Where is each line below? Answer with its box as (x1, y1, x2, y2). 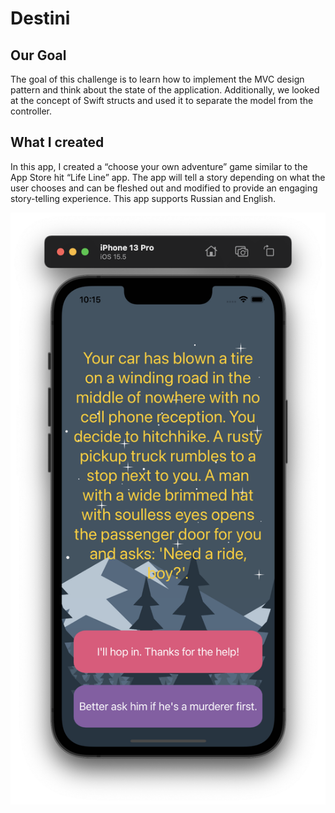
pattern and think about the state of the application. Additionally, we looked (10, 84, 320, 96)
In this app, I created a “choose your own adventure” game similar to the (10, 160, 308, 172)
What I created (10, 134, 105, 151)
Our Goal (10, 47, 67, 64)
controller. (10, 105, 53, 117)
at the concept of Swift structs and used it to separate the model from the (10, 95, 314, 106)
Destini (10, 7, 71, 30)
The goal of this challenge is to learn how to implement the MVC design (10, 73, 305, 85)
